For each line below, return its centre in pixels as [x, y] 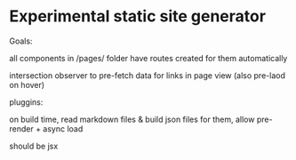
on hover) [27, 84]
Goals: [21, 41]
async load [63, 128]
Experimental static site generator [138, 16]
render [21, 128]
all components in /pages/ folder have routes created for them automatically [148, 58]
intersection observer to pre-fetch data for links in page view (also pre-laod [148, 75]
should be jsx [34, 146]
